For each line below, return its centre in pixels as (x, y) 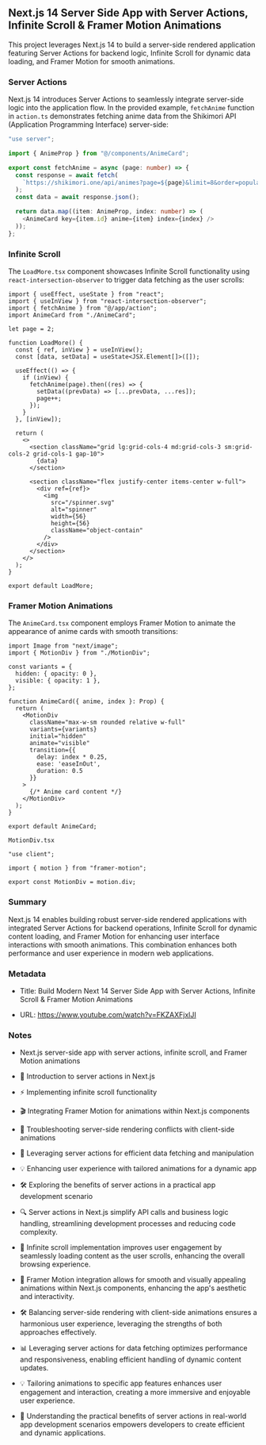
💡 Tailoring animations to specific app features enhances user (121, 1383)
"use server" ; (32, 139)
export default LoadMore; (51, 586)
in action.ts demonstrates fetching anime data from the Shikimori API (122, 116)
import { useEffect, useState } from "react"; (86, 294)
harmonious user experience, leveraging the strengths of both (121, 1324)
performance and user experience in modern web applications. (111, 953)
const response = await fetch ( (67, 175)
